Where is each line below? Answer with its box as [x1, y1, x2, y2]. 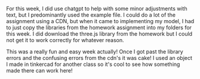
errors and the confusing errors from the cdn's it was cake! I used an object [6, 55, 193, 61]
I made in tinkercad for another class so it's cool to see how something [6, 61, 180, 68]
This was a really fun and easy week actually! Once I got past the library [6, 48, 183, 55]
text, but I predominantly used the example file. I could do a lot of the [6, 11, 176, 18]
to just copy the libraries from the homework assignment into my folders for [6, 24, 192, 31]
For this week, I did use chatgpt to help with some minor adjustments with [6, 5, 187, 12]
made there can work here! [6, 67, 73, 74]
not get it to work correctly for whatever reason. [6, 37, 124, 43]
